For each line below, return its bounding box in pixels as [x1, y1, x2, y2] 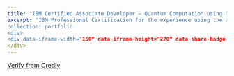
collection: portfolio [7, 23, 73, 30]
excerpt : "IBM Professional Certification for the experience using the [7, 17, 223, 23]
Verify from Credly [7, 61, 61, 69]
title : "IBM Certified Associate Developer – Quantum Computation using [7, 10, 223, 17]
